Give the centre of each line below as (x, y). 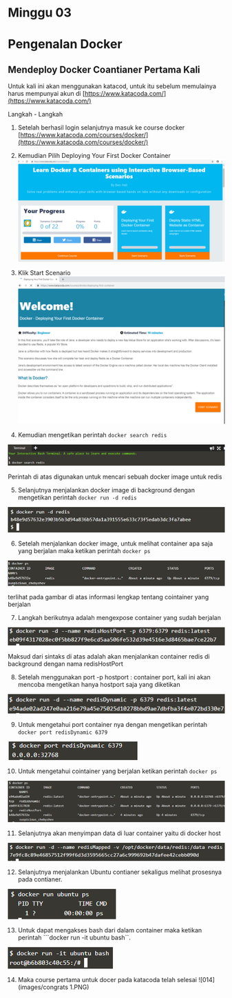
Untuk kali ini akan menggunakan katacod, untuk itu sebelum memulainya (112, 86)
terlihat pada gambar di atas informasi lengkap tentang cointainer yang (108, 597)
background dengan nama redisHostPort (65, 664)
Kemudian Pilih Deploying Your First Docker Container (94, 156)
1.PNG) (79, 987)
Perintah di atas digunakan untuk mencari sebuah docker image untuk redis (115, 477)
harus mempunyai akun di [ (46, 94)
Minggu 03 (40, 13)
